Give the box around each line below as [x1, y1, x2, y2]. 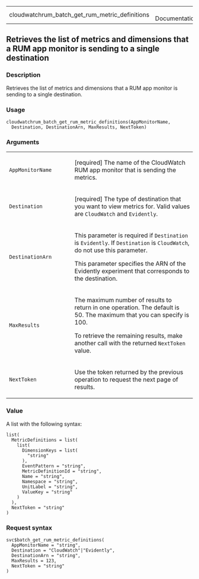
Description [6, 71, 41, 79]
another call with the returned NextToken [74, 339, 185, 347]
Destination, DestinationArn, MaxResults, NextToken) [11, 124, 147, 130]
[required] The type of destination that [74, 195, 181, 203]
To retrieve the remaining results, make [74, 332, 183, 340]
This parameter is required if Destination [74, 231, 188, 240]
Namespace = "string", [21, 479, 78, 484]
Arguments [6, 138, 40, 146]
